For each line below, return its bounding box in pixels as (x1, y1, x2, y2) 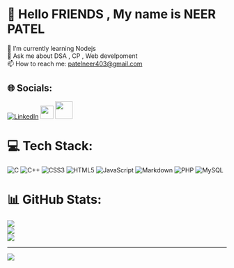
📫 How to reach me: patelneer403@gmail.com (7, 59, 143, 68)
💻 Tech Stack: (7, 137, 93, 154)
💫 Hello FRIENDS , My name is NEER (7, 6, 216, 22)
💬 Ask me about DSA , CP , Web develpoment (7, 52, 138, 60)
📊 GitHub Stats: (7, 191, 102, 207)
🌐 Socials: (7, 82, 53, 94)
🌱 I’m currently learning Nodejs (7, 44, 96, 52)
